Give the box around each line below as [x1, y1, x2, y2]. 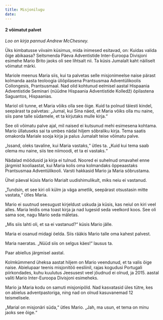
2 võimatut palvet [5, 27, 41, 33]
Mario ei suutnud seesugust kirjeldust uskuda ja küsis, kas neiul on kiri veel [5, 201, 156, 207]
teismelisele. [5, 295, 30, 300]
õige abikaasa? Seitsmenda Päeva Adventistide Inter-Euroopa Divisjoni [5, 52, 147, 58]
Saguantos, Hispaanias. [5, 93, 53, 99]
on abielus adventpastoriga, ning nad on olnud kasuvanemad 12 [5, 290, 133, 295]
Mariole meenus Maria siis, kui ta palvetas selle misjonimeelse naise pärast [5, 72, 156, 78]
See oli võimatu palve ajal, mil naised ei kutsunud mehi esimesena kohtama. [5, 123, 157, 128]
